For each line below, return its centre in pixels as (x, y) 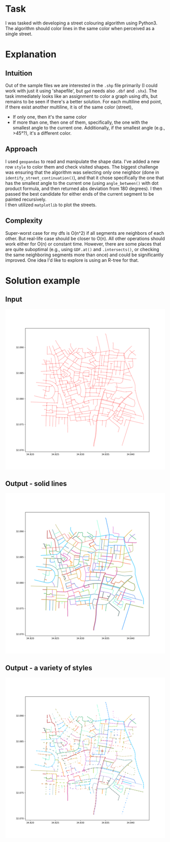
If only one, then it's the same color (50, 117)
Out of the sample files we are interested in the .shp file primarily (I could (81, 85)
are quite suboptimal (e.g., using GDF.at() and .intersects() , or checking (82, 249)
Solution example (43, 280)
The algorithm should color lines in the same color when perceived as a (80, 28)
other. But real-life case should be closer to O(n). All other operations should (85, 238)
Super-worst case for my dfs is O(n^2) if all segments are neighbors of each (85, 233)
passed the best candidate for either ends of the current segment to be (80, 194)
